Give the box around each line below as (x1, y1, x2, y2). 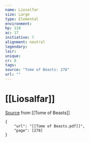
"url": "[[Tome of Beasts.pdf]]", (14, 124, 85, 129)
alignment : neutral (5, 40, 45, 45)
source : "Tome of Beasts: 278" (5, 68, 70, 72)
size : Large (5, 12, 30, 17)
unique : (5, 53, 21, 59)
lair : (5, 49, 16, 54)
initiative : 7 (5, 35, 35, 40)
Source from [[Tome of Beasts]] (5, 110, 70, 116)
